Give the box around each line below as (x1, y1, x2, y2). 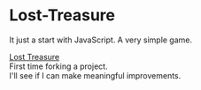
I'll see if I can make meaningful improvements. (9, 70, 182, 80)
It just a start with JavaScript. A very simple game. (9, 34, 193, 45)
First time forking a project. (9, 61, 108, 71)
